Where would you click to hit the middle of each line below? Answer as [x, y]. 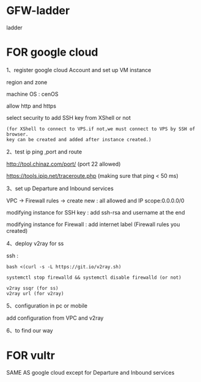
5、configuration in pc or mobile [47, 306]
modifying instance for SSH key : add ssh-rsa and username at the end [96, 212]
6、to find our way [30, 330]
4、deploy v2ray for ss [35, 243]
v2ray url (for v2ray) [35, 293]
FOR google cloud [52, 52]
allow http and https [31, 106]
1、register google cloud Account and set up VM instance [79, 70]
